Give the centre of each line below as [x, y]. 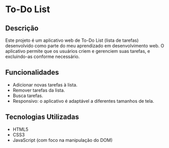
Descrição [22, 28]
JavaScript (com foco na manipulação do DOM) [63, 140]
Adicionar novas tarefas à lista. [45, 84]
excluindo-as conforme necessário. [43, 56]
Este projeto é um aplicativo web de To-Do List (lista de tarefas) [72, 40]
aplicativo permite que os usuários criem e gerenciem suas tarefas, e [78, 51]
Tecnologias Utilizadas [42, 117]
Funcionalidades [32, 72]
